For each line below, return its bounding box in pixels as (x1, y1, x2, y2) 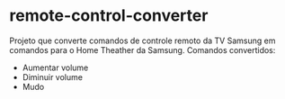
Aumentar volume (22, 62, 89, 73)
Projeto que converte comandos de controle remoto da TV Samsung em (9, 35, 276, 46)
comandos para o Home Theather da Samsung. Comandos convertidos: (9, 44, 276, 55)
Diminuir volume (22, 71, 84, 82)
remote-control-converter (9, 5, 209, 26)
